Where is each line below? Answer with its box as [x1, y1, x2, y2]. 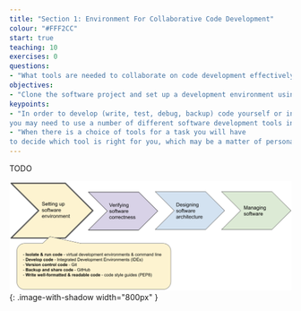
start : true [9, 33, 54, 42]
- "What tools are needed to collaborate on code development [9, 72, 246, 81]
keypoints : [9, 99, 50, 108]
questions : [9, 62, 50, 71]
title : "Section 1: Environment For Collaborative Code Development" [9, 14, 275, 23]
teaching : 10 [9, 43, 58, 52]
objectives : [9, 81, 54, 90]
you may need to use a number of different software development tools [9, 118, 282, 127]
